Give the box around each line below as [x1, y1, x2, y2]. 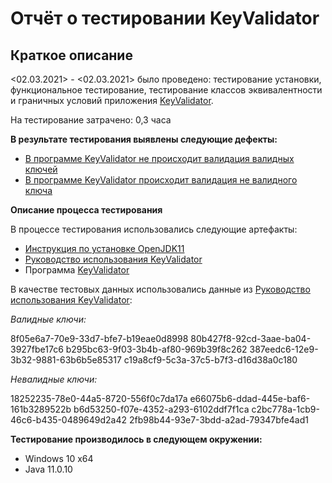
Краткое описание [10, 47, 133, 64]
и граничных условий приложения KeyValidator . [10, 95, 214, 106]
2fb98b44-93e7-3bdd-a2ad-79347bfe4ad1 [128, 414, 309, 426]
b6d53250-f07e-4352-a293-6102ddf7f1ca [73, 403, 250, 415]
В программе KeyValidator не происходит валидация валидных [24, 153, 295, 164]
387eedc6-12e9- [249, 343, 319, 355]
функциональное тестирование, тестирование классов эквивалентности [10, 84, 323, 96]
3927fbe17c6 [10, 343, 64, 355]
